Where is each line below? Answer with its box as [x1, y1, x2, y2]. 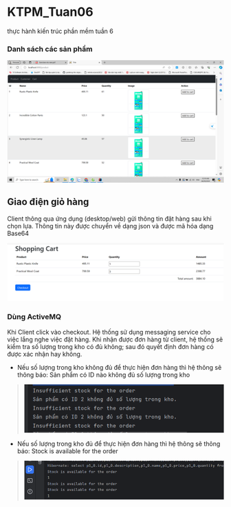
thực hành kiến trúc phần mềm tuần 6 [7, 27, 113, 35]
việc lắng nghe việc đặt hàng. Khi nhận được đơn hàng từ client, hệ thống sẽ [7, 335, 223, 344]
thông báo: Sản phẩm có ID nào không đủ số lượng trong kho [16, 370, 190, 379]
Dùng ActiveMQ [7, 312, 62, 321]
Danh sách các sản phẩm [7, 44, 93, 54]
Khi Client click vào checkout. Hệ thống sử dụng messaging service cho [7, 328, 211, 336]
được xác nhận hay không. [7, 350, 82, 358]
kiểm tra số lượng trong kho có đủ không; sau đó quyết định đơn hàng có [7, 342, 214, 350]
